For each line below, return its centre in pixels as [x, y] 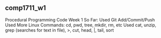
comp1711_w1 [26, 8]
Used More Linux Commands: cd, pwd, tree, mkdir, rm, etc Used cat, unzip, [81, 25]
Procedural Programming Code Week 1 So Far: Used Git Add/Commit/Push [80, 19]
